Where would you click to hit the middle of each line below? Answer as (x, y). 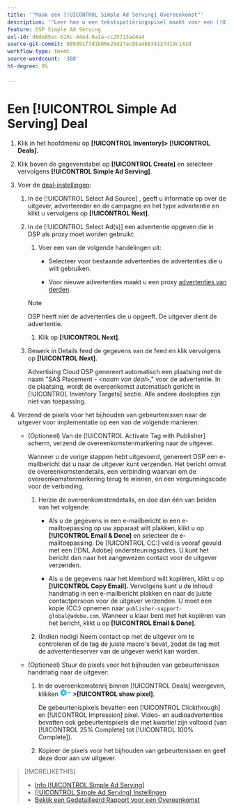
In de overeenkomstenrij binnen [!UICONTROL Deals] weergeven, (132, 686)
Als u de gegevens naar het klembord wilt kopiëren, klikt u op (136, 578)
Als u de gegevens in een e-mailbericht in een (115, 520)
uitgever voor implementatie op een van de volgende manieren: (108, 422)
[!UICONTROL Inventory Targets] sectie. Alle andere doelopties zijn (124, 394)
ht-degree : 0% (28, 66)
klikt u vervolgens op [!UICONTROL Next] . (88, 213)
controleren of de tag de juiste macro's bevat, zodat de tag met (129, 644)
